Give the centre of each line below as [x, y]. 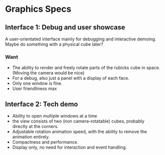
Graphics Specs [38, 9]
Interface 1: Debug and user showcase [65, 27]
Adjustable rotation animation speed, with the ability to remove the [80, 132]
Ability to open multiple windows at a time [55, 116]
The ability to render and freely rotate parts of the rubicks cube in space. [86, 68]
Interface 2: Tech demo [42, 104]
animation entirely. [31, 137]
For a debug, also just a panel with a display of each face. [71, 78]
